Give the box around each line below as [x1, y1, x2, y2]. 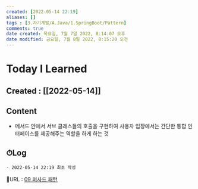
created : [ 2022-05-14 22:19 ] [6, 8, 78, 15]
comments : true [6, 25, 44, 32]
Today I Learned [6, 62, 87, 76]
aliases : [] [6, 14, 36, 20]
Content [6, 106, 37, 116]
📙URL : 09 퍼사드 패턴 [6, 176, 58, 183]
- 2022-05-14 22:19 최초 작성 [6, 165, 76, 171]
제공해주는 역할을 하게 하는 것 [40, 130, 109, 137]
